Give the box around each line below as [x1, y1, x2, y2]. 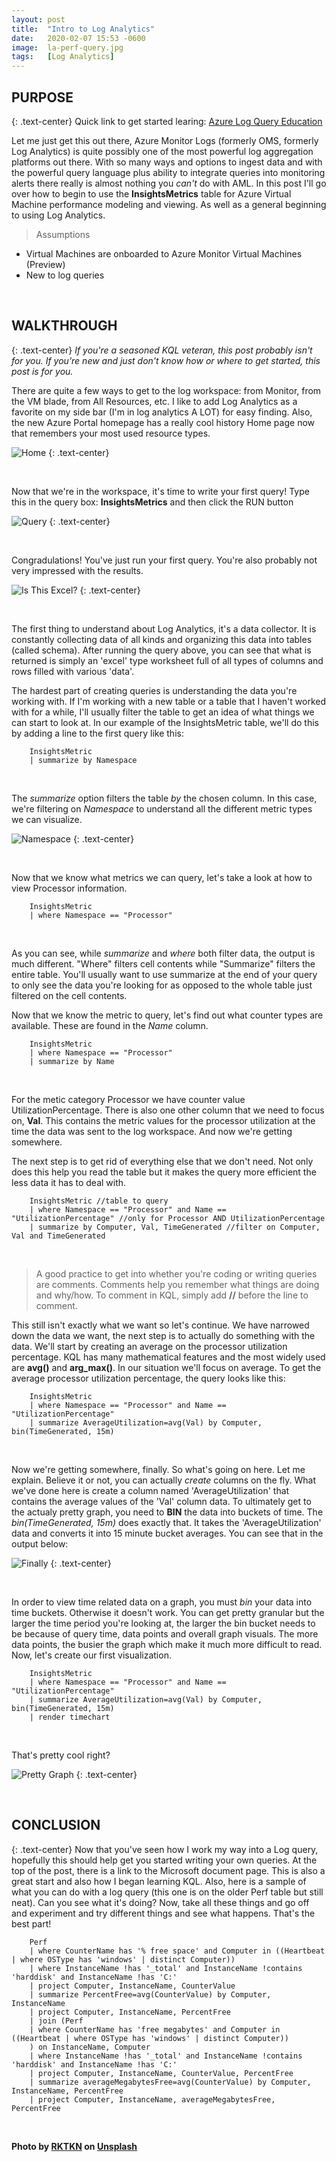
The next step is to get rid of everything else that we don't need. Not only [11, 1155, 314, 1167]
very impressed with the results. [11, 564, 144, 576]
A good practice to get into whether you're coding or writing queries [35, 1267, 318, 1280]
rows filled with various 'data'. [11, 665, 135, 677]
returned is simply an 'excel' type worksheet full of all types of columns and [11, 654, 324, 666]
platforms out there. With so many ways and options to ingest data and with [11, 156, 323, 168]
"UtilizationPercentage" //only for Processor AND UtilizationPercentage [11, 1213, 326, 1223]
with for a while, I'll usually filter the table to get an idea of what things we [11, 706, 315, 718]
